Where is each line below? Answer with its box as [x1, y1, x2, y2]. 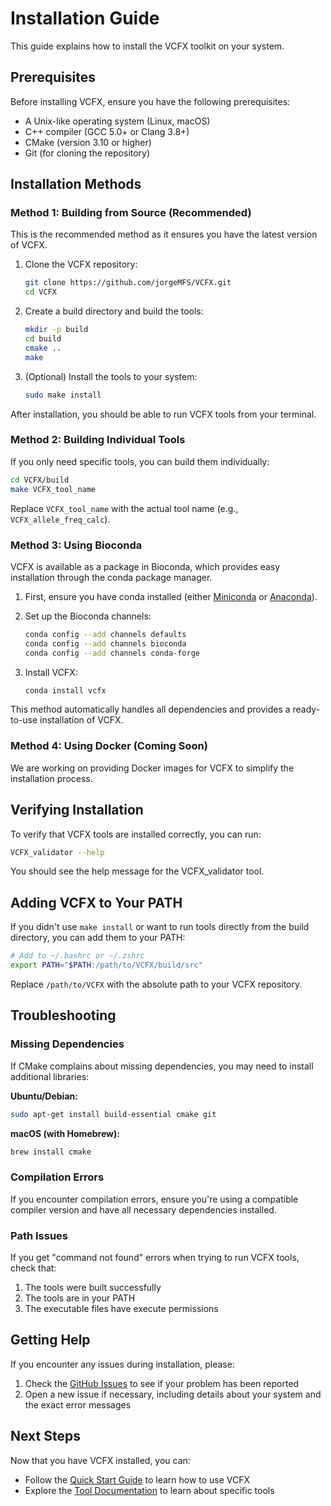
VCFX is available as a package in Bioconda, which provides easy [10, 560, 281, 572]
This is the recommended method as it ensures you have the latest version [10, 228, 318, 241]
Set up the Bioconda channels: [24, 610, 152, 622]
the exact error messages [24, 1398, 132, 1411]
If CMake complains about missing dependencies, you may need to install [10, 1060, 314, 1072]
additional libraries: [10, 1070, 90, 1082]
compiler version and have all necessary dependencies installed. [10, 1203, 277, 1216]
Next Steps [10, 1428, 81, 1445]
